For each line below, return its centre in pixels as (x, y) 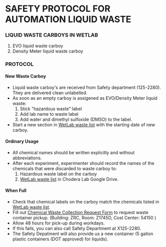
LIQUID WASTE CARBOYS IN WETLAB (52, 35)
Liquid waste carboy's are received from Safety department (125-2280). (86, 87)
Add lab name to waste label (49, 114)
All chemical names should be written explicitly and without (73, 152)
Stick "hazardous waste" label (51, 109)
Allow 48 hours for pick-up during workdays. (58, 223)
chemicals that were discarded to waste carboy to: (64, 168)
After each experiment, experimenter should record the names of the (83, 163)
